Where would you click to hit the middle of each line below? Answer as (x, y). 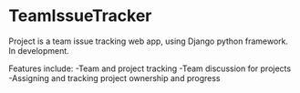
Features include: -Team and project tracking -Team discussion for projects (150, 68)
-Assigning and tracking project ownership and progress (114, 77)
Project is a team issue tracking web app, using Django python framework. (149, 41)
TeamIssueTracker (80, 16)
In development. (39, 50)
